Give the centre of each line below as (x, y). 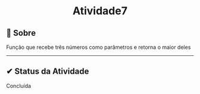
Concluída (19, 86)
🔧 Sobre (21, 33)
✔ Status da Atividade (48, 72)
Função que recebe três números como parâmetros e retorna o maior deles (99, 47)
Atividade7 (100, 11)
